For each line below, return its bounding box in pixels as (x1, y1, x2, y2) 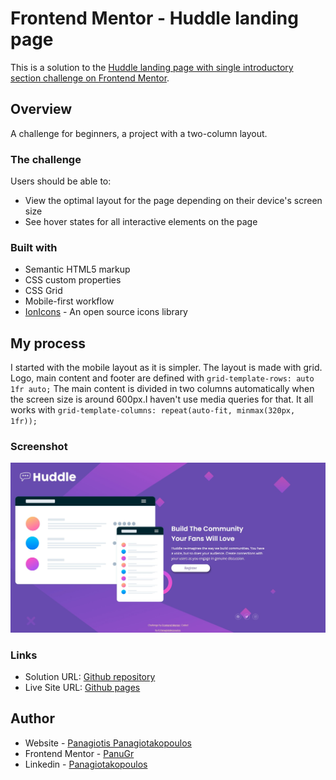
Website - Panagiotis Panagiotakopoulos (24, 737, 192, 749)
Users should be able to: (10, 175, 112, 187)
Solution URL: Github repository (24, 670, 156, 682)
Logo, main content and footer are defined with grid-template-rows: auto (10, 372, 315, 384)
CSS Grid (24, 285, 63, 297)
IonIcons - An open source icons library (24, 306, 188, 318)
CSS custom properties (24, 274, 122, 286)
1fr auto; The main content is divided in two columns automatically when (10, 383, 315, 395)
